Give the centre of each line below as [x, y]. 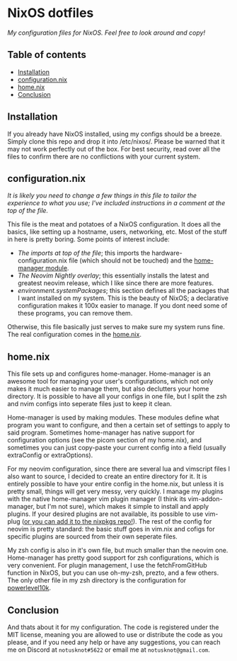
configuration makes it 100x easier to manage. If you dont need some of [122, 306]
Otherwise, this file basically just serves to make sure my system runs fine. [116, 327]
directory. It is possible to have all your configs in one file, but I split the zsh [117, 396]
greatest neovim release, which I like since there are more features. [116, 283]
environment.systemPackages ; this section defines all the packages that [123, 291]
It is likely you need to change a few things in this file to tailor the [102, 195]
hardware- [167, 253]
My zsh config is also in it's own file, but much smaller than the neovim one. [118, 551]
